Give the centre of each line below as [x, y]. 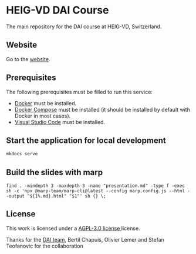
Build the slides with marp [55, 172]
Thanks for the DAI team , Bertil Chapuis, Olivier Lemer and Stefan [85, 239]
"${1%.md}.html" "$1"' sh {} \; [67, 196]
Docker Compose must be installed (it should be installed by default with [102, 109]
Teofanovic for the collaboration [45, 246]
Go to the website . [28, 59]
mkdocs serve [22, 154]
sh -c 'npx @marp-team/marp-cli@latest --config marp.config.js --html [95, 191]
